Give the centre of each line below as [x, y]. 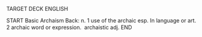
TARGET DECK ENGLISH [37, 9]
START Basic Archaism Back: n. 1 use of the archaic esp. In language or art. [101, 20]
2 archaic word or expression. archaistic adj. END [69, 27]
